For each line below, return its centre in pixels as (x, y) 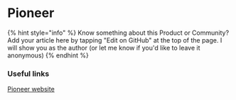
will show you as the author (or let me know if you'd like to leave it (104, 48)
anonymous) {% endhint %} (48, 55)
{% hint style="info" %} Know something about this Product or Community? (118, 33)
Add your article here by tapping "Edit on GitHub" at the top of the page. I (115, 40)
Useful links (28, 74)
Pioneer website (31, 89)
